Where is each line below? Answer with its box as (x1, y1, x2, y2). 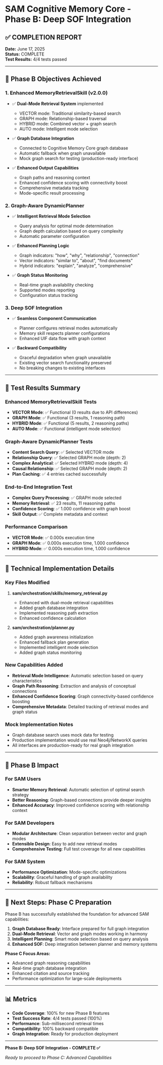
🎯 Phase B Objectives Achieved (5, 75, 101, 83)
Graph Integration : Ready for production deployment (12, 1031, 118, 1037)
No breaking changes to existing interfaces (19, 365, 106, 371)
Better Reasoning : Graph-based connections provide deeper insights (12, 797, 151, 803)
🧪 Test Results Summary (5, 383, 81, 392)
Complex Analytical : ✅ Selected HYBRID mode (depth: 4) (12, 460, 128, 466)
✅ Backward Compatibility (12, 345, 67, 351)
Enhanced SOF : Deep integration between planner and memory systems (12, 941, 158, 947)
